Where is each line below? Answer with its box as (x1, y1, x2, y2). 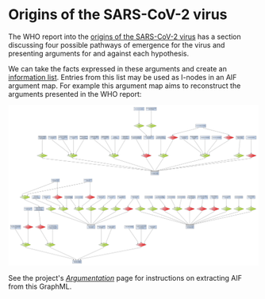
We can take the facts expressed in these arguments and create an (8, 63, 228, 73)
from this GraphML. (8, 282, 72, 291)
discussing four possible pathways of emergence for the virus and (8, 40, 225, 49)
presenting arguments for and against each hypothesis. (8, 48, 189, 58)
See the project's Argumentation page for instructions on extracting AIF (8, 274, 243, 283)
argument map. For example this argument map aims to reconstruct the (8, 81, 241, 90)
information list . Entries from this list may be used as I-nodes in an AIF (8, 72, 237, 82)
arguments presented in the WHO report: (8, 89, 142, 98)
